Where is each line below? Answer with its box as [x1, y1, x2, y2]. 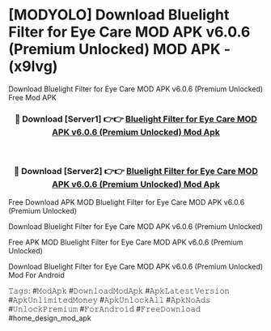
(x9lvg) [8, 57, 58, 76]
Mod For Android [8, 269, 65, 280]
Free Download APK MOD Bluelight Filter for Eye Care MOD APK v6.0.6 [8, 197, 245, 207]
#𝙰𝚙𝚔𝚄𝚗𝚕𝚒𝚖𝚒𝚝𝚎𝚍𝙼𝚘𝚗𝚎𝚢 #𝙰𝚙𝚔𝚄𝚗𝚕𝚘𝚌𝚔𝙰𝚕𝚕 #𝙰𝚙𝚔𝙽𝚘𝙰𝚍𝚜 [8, 295, 211, 304]
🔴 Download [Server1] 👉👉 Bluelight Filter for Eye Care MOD [15, 113, 257, 125]
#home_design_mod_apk [8, 313, 91, 323]
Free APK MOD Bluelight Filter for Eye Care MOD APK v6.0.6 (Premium [8, 237, 243, 247]
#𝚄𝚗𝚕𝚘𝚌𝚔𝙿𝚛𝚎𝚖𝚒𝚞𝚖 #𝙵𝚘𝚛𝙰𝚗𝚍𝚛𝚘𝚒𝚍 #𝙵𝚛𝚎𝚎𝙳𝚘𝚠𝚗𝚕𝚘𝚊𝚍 [8, 303, 201, 313]
